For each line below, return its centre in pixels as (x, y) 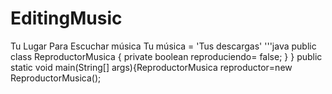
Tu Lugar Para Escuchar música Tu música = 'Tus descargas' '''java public (163, 46)
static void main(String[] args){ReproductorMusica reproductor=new (151, 67)
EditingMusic (66, 18)
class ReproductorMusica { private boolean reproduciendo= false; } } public (166, 56)
